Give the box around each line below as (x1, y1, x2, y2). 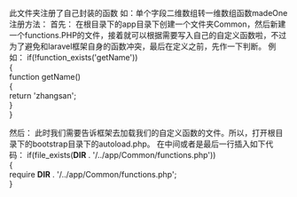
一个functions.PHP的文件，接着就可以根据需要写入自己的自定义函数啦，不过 (9, 30, 287, 40)
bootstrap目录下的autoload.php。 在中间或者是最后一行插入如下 (32, 138, 266, 149)
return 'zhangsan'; (9, 91, 77, 100)
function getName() (9, 72, 82, 82)
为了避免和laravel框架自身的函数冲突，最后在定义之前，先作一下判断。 (9, 41, 267, 51)
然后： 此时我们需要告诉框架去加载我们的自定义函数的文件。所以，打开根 (9, 128, 276, 138)
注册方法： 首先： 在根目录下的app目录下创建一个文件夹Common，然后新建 (9, 19, 286, 29)
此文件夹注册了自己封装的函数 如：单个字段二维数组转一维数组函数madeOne (9, 8, 288, 18)
